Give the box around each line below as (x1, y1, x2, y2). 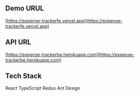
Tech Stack (5, 71, 42, 81)
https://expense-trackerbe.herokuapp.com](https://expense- (7, 51, 135, 58)
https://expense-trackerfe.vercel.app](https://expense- (7, 17, 123, 23)
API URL (5, 38, 32, 46)
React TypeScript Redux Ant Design (5, 85, 80, 91)
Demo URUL (5, 4, 44, 13)
